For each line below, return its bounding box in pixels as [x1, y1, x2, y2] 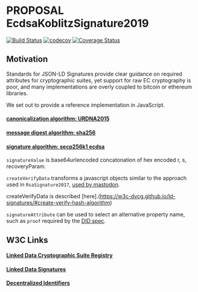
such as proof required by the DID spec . [6, 217, 106, 225]
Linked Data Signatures [6, 265, 66, 273]
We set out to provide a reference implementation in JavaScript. [6, 101, 165, 108]
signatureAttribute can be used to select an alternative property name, [6, 211, 185, 218]
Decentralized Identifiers [6, 279, 71, 287]
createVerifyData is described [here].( [6, 193, 101, 200]
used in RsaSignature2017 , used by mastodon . [6, 181, 120, 188]
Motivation [6, 54, 48, 64]
